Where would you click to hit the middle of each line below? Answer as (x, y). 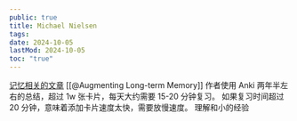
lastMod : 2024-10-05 (48, 51)
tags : (19, 34)
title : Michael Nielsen (53, 26)
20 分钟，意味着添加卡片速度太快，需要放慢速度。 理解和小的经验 (129, 107)
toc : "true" (31, 59)
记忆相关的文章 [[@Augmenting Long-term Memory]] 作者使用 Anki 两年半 (145, 85)
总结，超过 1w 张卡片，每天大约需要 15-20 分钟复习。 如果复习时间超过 (154, 96)
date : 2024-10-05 (41, 42)
